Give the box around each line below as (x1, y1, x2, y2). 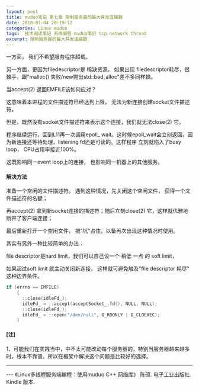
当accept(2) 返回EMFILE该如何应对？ (6, 86, 97, 92)
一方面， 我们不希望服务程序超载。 (6, 53, 91, 60)
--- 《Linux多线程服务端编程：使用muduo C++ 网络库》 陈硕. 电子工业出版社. (6, 371, 191, 378)
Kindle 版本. (6, 378, 36, 385)
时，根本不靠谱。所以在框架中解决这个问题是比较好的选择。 (6, 352, 152, 360)
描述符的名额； (11, 195, 48, 202)
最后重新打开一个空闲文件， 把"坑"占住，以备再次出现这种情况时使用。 (6, 227, 179, 235)
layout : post (6, 8, 38, 15)
